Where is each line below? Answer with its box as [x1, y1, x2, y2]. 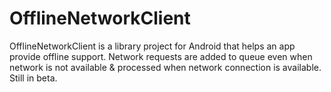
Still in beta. [9, 72, 58, 84]
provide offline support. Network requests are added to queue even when [9, 50, 313, 62]
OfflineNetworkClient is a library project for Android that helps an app [9, 40, 296, 52]
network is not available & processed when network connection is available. [9, 61, 322, 73]
